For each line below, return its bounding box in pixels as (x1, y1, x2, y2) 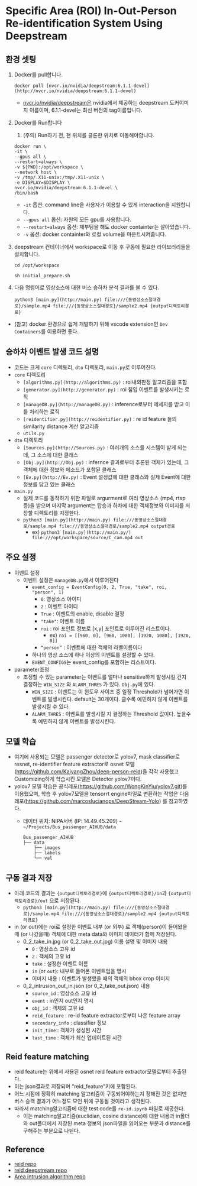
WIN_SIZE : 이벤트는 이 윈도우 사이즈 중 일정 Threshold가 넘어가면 (31, 688, 183, 695)
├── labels (34, 850, 60, 856)
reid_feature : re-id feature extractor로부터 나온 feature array (31, 1012, 181, 1019)
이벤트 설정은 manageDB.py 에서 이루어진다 (22, 576, 119, 584)
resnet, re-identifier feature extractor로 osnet (14, 761, 124, 768)
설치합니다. (14, 251, 40, 258)
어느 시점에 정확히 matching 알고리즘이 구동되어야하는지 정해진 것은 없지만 (14, 1090, 187, 1097)
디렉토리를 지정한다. (34, 509, 80, 516)
